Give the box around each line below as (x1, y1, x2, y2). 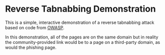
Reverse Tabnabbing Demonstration (5, 3, 156, 15)
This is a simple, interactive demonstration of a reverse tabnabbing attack (5, 19, 155, 25)
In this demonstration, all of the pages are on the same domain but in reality (5, 34, 159, 40)
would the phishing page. (5, 44, 57, 50)
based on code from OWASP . (5, 24, 65, 30)
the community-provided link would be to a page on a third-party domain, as (5, 39, 161, 45)
